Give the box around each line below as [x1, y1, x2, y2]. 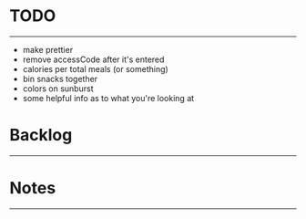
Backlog [9, 125, 73, 146]
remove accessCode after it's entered [22, 54, 165, 65]
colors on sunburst [22, 83, 94, 94]
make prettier [22, 44, 74, 55]
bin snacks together [22, 73, 98, 84]
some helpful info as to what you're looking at [22, 92, 195, 103]
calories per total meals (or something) [22, 63, 168, 74]
